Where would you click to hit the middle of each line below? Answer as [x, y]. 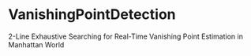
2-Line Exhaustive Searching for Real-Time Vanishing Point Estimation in [126, 36]
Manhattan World [36, 44]
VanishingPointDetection [92, 15]
